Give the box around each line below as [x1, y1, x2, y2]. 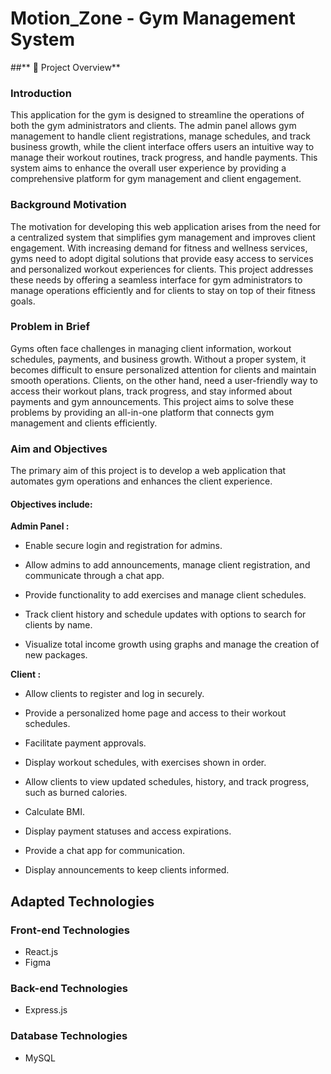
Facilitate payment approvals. [24, 737, 147, 749]
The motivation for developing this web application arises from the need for [10, 220, 322, 232]
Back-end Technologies [10, 981, 128, 995]
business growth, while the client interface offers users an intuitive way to [10, 141, 315, 153]
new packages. [24, 649, 88, 661]
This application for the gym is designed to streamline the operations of [10, 109, 305, 121]
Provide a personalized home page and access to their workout [24, 707, 287, 719]
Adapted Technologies [10, 893, 155, 910]
